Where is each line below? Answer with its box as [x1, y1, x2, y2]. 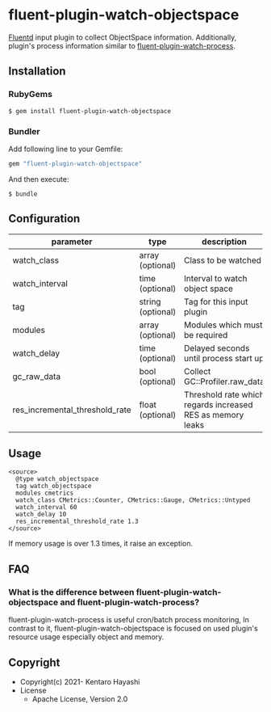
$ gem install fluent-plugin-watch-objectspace [8, 107, 172, 115]
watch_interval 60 [15, 503, 78, 512]
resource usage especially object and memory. [8, 632, 165, 642]
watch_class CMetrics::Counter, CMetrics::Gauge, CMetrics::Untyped [15, 496, 251, 504]
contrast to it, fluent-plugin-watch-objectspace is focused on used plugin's [8, 624, 258, 634]
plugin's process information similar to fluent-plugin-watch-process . [8, 40, 236, 50]
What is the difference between [8, 586, 135, 597]
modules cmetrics [15, 489, 74, 498]
